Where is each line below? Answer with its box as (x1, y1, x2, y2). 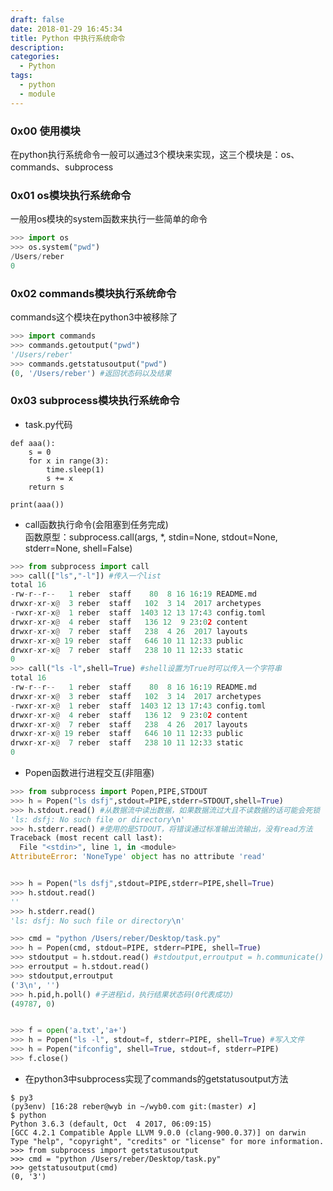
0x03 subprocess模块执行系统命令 (10, 394, 180, 408)
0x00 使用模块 (10, 124, 81, 138)
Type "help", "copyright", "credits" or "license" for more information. (10, 1136, 325, 1146)
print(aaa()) (10, 499, 65, 510)
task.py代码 (24, 418, 73, 430)
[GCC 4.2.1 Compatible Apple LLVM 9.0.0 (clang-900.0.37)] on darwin (10, 1127, 307, 1138)
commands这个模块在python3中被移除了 (10, 311, 178, 323)
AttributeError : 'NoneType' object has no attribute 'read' (10, 852, 267, 862)
